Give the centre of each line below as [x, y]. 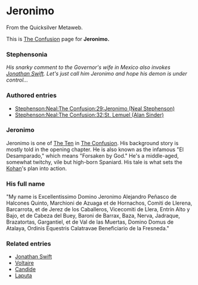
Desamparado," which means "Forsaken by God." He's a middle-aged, [92, 155]
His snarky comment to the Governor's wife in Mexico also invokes [89, 67]
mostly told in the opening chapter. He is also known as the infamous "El [95, 149]
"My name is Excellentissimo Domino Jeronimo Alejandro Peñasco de [92, 197]
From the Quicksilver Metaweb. [44, 27]
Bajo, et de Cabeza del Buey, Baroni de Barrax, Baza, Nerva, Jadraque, [93, 216]
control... [17, 80]
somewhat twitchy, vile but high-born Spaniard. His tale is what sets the [95, 162]
